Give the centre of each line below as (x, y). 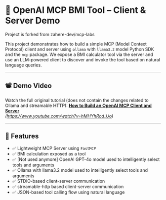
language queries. (23, 65)
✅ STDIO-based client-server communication (59, 181)
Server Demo (33, 21)
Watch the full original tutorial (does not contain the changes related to (77, 100)
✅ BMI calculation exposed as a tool (49, 153)
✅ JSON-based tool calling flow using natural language (68, 192)
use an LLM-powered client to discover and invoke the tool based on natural (83, 59)
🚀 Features (22, 136)
